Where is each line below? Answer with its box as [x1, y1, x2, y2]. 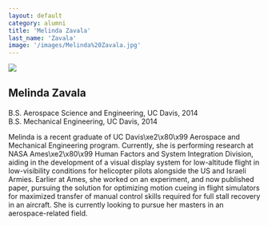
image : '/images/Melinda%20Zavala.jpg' [8, 42, 142, 50]
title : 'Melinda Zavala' [8, 26, 91, 34]
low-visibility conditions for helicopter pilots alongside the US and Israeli [8, 166, 246, 176]
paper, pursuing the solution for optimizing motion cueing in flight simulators [8, 183, 260, 192]
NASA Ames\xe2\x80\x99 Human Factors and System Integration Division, [8, 149, 254, 159]
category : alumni [8, 19, 66, 27]
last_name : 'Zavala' [8, 34, 78, 42]
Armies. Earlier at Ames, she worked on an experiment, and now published [8, 175, 254, 184]
